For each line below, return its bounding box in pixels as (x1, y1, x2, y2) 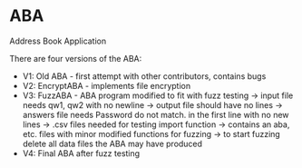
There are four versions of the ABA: (9, 53, 142, 64)
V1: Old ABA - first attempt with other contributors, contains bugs (22, 70, 267, 82)
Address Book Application (9, 35, 107, 46)
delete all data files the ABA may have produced (22, 138, 202, 149)
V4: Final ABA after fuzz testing (22, 147, 141, 159)
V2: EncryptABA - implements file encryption (22, 80, 191, 91)
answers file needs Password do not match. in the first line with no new (22, 109, 289, 120)
